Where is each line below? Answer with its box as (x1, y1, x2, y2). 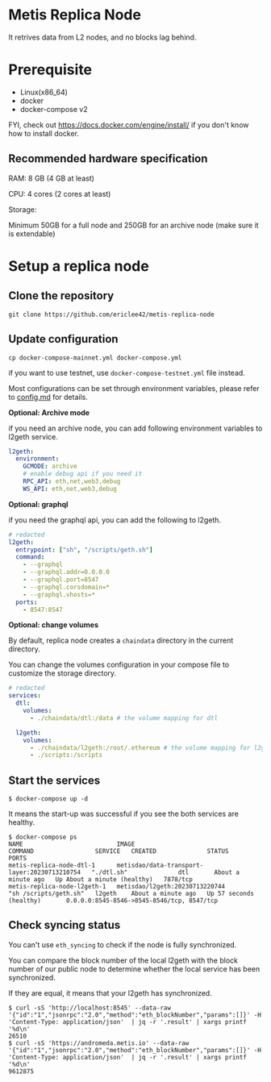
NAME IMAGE (8, 840, 135, 848)
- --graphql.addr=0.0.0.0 (23, 568, 110, 576)
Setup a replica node (8, 256, 149, 275)
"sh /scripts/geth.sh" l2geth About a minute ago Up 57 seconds (8, 889, 254, 898)
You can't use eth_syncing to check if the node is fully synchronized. (8, 939, 237, 949)
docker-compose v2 (19, 104, 88, 114)
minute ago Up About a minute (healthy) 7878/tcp (8, 876, 194, 884)
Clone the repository (8, 289, 115, 303)
